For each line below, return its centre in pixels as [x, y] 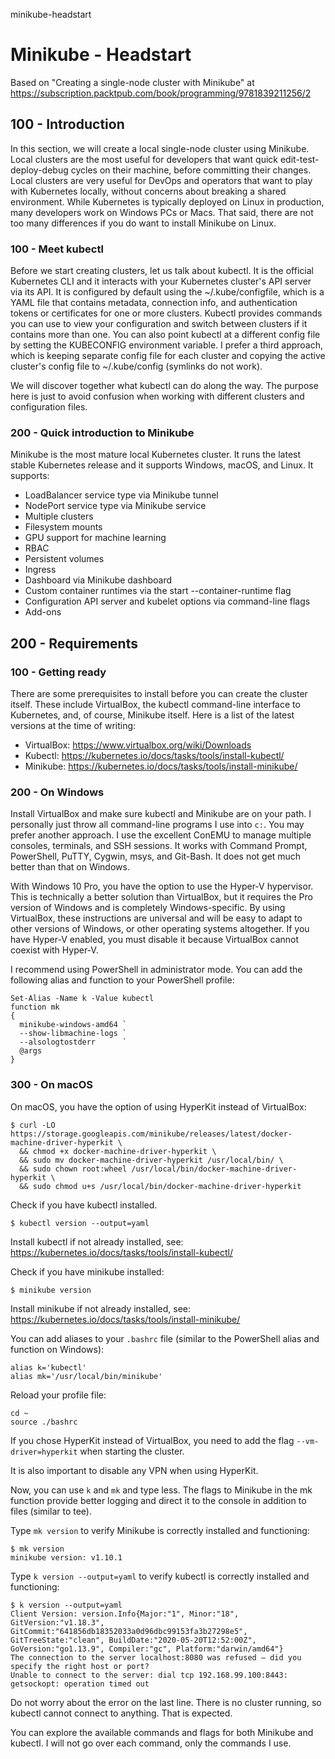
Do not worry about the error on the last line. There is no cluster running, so [166, 1702]
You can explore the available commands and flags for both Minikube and [162, 1732]
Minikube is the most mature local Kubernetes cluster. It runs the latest [156, 455]
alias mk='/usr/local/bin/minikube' [86, 1376]
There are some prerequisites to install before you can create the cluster [159, 694]
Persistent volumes [64, 559]
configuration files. [49, 407]
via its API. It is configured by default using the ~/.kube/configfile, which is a [167, 292]
